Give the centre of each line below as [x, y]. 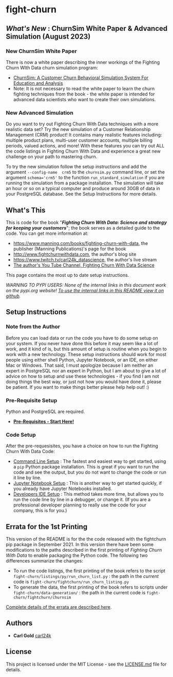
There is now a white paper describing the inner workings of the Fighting [83, 62]
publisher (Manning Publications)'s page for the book [70, 249]
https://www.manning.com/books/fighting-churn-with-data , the [81, 243]
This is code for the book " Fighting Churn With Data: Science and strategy [86, 222]
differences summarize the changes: [45, 561]
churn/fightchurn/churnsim [42, 598]
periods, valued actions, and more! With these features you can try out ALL [85, 146]
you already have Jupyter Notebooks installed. [63, 488]
